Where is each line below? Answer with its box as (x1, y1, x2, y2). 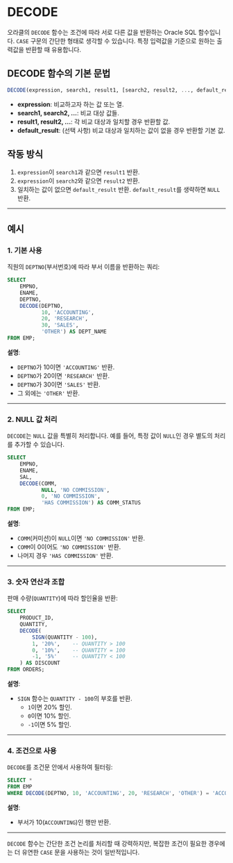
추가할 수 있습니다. (14, 441, 64, 449)
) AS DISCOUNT (19, 659, 60, 667)
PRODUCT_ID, (19, 614, 54, 622)
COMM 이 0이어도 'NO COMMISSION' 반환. (17, 543, 121, 551)
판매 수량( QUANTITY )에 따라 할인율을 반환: (7, 594, 118, 602)
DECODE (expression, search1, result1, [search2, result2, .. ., (7, 86, 194, 94)
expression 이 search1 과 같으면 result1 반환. (17, 168, 140, 176)
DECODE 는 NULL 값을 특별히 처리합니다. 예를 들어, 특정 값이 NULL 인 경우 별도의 (7, 431, 213, 440)
